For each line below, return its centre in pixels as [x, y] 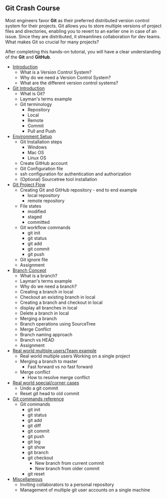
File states [31, 206]
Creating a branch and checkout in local [61, 302]
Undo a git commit [39, 388]
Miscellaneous [27, 479]
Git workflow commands [45, 227]
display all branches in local [49, 307]
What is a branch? [39, 275]
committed [39, 222]
